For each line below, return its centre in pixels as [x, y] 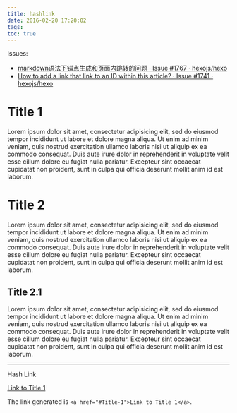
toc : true [22, 34]
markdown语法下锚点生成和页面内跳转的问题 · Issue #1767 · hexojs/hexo [122, 68]
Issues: [18, 54]
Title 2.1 [25, 292]
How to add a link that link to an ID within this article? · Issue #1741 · [115, 76]
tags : [15, 27]
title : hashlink [31, 14]
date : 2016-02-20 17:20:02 [47, 20]
